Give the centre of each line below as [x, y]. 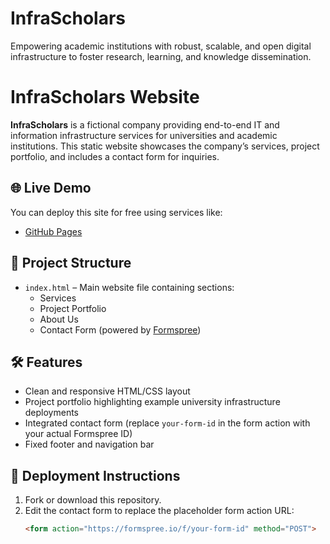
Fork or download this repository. [93, 500]
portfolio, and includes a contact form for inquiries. [115, 156]
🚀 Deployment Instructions [95, 475]
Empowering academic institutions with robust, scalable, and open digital [161, 46]
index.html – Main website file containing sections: [129, 287]
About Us [59, 319]
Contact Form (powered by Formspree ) [120, 329]
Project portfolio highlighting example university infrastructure [152, 402]
